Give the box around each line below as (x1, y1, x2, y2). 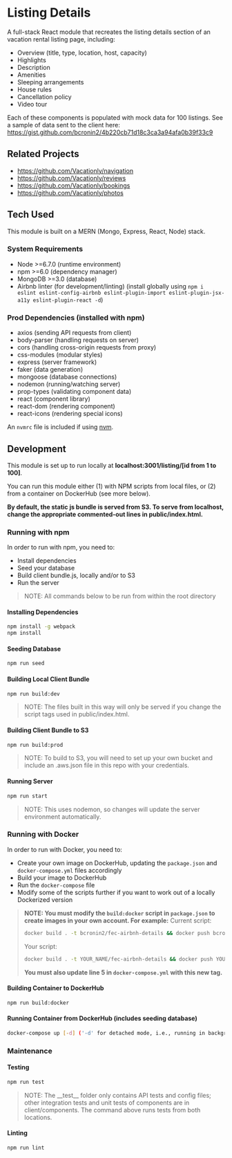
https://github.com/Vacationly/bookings (17, 181, 130, 190)
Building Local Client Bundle (7, 675, 90, 683)
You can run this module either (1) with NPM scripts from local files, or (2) (7, 482, 216, 490)
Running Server (7, 777, 53, 786)
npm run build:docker (7, 999, 70, 1006)
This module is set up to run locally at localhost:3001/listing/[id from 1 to (7, 461, 217, 469)
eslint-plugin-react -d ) (32, 296, 104, 304)
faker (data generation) (17, 365, 84, 374)
